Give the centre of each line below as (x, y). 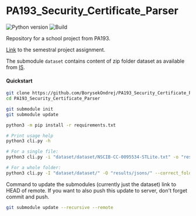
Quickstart (20, 81)
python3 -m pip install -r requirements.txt (61, 125)
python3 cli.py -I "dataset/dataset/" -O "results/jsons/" (79, 173)
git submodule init (30, 109)
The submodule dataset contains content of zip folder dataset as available (95, 61)
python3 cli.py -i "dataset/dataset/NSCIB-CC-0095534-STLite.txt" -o (92, 157)
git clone (18, 93)
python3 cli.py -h (28, 141)
